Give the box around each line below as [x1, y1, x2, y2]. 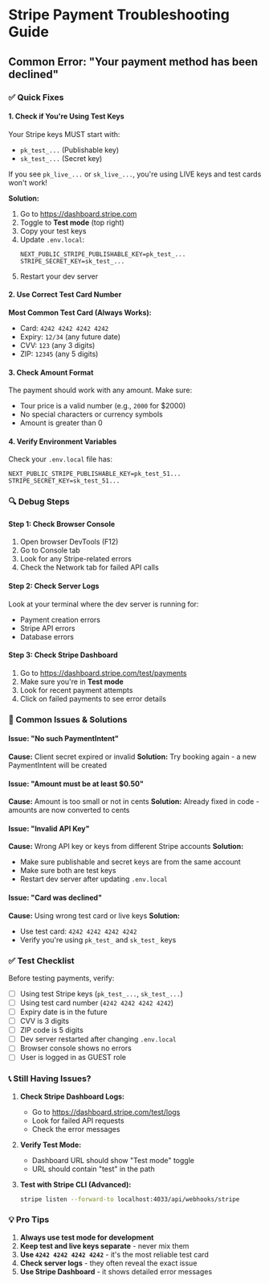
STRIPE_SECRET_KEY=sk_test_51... [8, 477, 120, 485]
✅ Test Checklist [8, 955, 75, 966]
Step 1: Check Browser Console [8, 519, 116, 528]
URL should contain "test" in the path [31, 1164, 155, 1174]
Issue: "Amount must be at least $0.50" [8, 779, 145, 789]
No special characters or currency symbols [19, 409, 163, 420]
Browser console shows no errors [19, 1043, 132, 1053]
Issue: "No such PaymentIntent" [8, 734, 119, 743]
